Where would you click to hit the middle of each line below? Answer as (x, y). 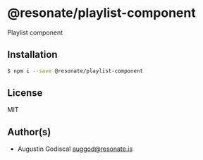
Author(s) (29, 132)
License (25, 93)
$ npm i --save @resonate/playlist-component (75, 71)
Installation (32, 55)
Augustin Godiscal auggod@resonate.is (75, 149)
